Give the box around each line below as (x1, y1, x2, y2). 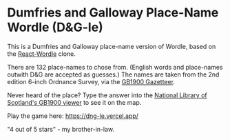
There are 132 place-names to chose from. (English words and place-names (7, 63, 223, 71)
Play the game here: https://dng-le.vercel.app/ (7, 112, 139, 120)
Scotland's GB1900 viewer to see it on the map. (7, 98, 142, 106)
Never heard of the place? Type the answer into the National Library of (7, 91, 208, 99)
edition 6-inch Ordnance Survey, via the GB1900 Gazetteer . (7, 77, 176, 86)
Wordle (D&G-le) (7, 19, 103, 35)
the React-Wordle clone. (7, 50, 76, 58)
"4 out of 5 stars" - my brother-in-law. (7, 125, 115, 133)
